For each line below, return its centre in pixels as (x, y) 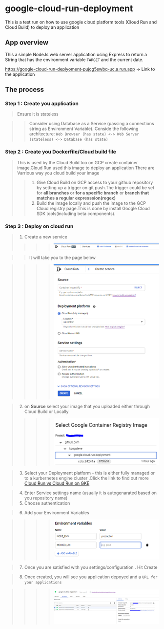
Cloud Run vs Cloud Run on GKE (57, 483)
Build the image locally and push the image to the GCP (91, 203)
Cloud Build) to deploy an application (42, 27)
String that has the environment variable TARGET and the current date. (74, 60)
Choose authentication (47, 503)
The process (25, 90)
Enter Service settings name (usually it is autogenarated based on (91, 493)
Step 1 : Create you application (42, 104)
